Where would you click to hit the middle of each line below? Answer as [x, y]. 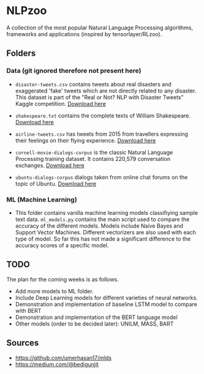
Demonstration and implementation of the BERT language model [96, 317]
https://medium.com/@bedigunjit [57, 364]
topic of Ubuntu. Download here [56, 184]
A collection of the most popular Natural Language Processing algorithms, [100, 28]
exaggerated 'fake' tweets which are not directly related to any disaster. [106, 91]
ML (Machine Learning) [42, 200]
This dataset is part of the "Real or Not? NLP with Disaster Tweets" [99, 97]
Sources [23, 343]
